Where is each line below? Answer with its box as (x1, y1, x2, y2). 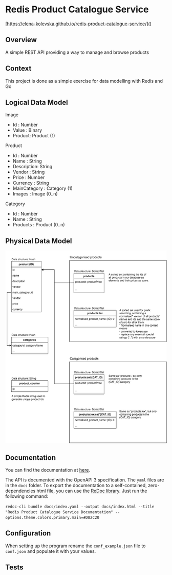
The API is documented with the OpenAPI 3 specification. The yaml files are (5, 477, 164, 483)
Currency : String (12, 180, 49, 186)
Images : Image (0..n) (12, 191, 58, 197)
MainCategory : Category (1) (12, 185, 73, 191)
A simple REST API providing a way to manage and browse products (5, 49, 149, 55)
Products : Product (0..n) (12, 222, 65, 228)
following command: (5, 493, 49, 499)
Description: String (12, 164, 53, 170)
